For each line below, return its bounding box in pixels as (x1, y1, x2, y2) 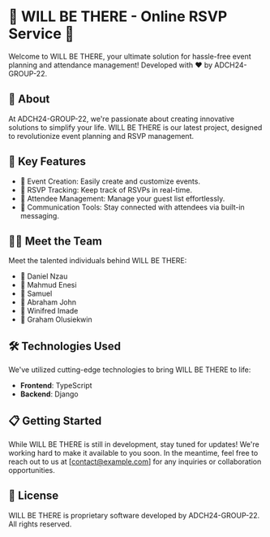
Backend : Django (19, 389, 79, 399)
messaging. (19, 210, 59, 220)
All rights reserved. (8, 519, 72, 529)
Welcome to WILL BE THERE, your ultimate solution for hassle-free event (8, 51, 251, 61)
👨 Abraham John (19, 297, 77, 307)
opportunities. (8, 466, 55, 474)
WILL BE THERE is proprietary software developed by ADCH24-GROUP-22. (8, 510, 260, 520)
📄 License (8, 489, 59, 503)
